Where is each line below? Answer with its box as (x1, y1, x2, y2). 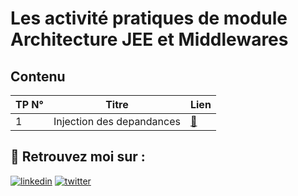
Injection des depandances (53, 115, 181, 128)
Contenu (10, 68, 66, 85)
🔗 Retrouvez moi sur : (10, 148, 146, 166)
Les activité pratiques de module (10, 7, 288, 30)
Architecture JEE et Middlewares (10, 28, 289, 51)
